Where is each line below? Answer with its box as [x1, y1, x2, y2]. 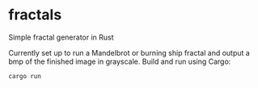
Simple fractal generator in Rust [8, 32, 115, 42]
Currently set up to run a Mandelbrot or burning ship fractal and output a [8, 48, 251, 57]
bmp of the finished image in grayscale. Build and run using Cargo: [8, 57, 231, 66]
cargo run [8, 72, 42, 80]
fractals [8, 6, 62, 24]
